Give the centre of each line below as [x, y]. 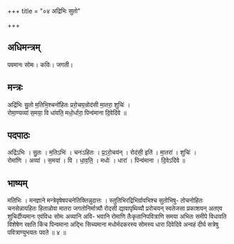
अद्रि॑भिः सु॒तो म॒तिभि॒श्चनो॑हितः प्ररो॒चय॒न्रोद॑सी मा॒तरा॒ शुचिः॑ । [69, 105]
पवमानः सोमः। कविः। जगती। [40, 65]
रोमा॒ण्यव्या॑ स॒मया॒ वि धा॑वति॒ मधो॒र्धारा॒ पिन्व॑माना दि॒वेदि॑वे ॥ [67, 112]
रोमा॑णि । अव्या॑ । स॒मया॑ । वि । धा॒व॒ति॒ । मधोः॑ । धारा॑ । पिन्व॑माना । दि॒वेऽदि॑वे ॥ [96, 161]
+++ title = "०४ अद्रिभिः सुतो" [44, 11]
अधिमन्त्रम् [24, 47]
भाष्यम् [17, 183]
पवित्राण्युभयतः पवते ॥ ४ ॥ [37, 233]
